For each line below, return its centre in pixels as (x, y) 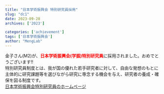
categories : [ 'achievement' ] (35, 32)
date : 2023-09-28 (23, 19)
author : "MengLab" (24, 41)
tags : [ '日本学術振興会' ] (29, 37)
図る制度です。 (28, 80)
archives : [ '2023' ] (25, 23)
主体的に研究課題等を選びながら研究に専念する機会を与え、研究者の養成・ (80, 74)
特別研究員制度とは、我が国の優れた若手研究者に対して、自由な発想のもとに (82, 68)
